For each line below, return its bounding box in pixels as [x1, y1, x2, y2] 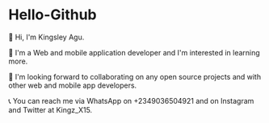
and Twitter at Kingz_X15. [8, 105, 93, 114]
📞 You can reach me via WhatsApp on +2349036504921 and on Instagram [8, 96, 254, 105]
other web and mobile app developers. [8, 80, 137, 90]
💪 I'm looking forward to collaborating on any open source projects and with [8, 72, 261, 81]
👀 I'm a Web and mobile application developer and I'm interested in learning [8, 47, 260, 57]
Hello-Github [8, 6, 97, 24]
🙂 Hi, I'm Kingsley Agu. [8, 32, 85, 42]
